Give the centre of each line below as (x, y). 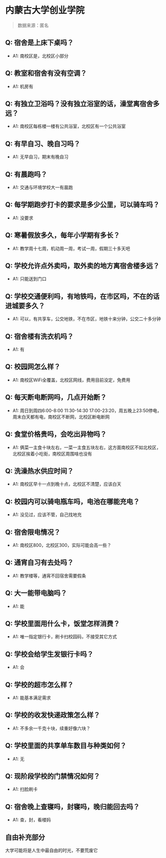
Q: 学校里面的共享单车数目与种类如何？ (66, 746)
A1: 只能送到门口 (29, 279)
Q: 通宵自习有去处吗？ (39, 563)
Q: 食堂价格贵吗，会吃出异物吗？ (56, 434)
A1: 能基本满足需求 (32, 698)
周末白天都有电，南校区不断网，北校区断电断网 (61, 417)
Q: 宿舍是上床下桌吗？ (39, 43)
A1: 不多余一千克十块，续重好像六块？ (51, 728)
